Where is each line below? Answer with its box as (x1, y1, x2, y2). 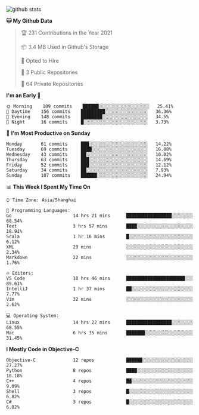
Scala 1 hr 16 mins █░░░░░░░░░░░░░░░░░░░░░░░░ (6, 233, 194, 239)
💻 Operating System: (6, 313, 60, 319)
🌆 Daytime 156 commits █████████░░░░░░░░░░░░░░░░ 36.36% (6, 109, 172, 115)
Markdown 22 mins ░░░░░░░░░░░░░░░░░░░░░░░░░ (6, 254, 194, 260)
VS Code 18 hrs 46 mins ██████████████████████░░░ (6, 275, 194, 281)
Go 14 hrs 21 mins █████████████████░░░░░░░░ (6, 213, 194, 219)
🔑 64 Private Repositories (20, 81, 83, 87)
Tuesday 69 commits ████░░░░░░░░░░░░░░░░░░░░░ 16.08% (6, 146, 172, 152)
